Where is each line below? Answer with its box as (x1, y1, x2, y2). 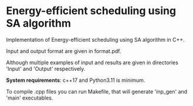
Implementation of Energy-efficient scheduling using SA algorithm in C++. (6, 36, 185, 43)
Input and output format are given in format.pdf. (6, 47, 121, 54)
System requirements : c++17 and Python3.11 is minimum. (6, 77, 145, 84)
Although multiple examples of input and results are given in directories (6, 59, 179, 66)
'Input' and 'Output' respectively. (6, 65, 86, 72)
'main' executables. (6, 94, 53, 101)
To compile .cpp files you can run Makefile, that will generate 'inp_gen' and (6, 88, 188, 95)
